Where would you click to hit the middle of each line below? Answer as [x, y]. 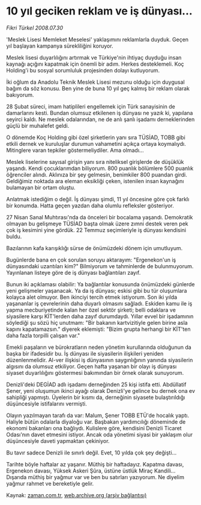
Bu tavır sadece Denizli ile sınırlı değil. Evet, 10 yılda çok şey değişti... [91, 453]
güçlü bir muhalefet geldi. [38, 125]
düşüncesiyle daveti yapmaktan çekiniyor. [58, 441]
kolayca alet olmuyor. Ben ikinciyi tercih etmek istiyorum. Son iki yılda [92, 297]
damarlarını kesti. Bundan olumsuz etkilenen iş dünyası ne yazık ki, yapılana [100, 113]
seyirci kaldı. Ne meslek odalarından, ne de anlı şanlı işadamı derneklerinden [100, 119]
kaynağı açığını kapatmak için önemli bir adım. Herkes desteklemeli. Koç [95, 64]
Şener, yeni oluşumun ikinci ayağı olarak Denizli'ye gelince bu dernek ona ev [100, 391]
